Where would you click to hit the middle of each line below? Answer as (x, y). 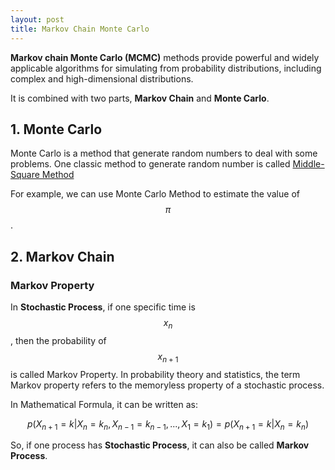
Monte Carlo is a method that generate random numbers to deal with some (164, 153)
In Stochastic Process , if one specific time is (103, 307)
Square (25, 175)
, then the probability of (58, 340)
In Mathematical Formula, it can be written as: (104, 404)
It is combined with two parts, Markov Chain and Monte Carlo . (140, 98)
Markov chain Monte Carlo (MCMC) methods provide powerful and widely (165, 57)
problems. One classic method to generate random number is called (150, 164)
